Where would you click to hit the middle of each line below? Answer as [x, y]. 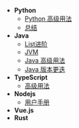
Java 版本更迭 [45, 69]
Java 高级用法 [45, 60]
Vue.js [24, 110]
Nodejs [25, 94]
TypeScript [31, 77]
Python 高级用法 [48, 18]
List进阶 [36, 44]
